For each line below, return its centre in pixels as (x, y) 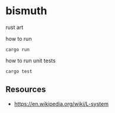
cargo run (18, 49)
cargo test (19, 71)
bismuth (26, 11)
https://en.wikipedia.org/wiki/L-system (61, 104)
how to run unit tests (31, 60)
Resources (26, 90)
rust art (15, 27)
